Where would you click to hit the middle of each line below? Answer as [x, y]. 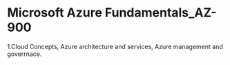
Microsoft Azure [55, 13]
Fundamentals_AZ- [161, 13]
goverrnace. [25, 54]
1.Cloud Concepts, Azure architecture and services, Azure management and [115, 46]
